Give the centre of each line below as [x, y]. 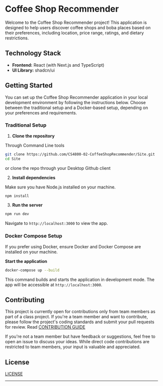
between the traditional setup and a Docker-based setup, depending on [77, 108]
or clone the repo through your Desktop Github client [58, 168]
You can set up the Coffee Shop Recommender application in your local [76, 97]
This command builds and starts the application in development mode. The [80, 279]
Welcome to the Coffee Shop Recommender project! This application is [76, 22]
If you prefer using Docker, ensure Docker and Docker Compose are [73, 246]
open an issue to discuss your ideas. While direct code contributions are [77, 342]
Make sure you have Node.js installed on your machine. [60, 187]
